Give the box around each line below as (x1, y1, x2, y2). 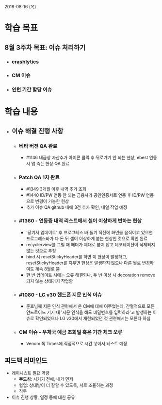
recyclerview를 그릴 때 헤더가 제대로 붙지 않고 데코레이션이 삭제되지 (26, 241, 156, 247)
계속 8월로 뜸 (35, 266, 60, 271)
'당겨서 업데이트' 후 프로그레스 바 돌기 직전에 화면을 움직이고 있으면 (26, 229, 153, 235)
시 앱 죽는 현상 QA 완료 (26, 161, 70, 167)
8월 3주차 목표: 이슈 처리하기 (4, 43, 86, 51)
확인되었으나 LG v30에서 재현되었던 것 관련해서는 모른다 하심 (35, 316, 151, 321)
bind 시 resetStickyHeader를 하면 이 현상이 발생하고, (26, 253, 128, 259)
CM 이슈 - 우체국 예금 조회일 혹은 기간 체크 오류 (18, 329, 123, 336)
